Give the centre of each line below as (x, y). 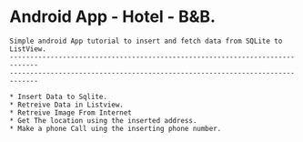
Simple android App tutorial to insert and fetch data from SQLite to (146, 41)
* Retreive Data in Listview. (67, 105)
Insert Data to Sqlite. (62, 96)
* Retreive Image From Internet (71, 112)
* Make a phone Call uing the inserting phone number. (116, 128)
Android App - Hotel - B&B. (113, 17)
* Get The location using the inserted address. (103, 120)
